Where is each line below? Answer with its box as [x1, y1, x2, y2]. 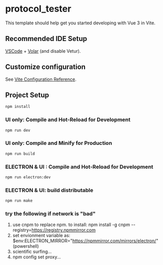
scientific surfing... [12, 249, 52, 255]
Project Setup [5, 91, 50, 99]
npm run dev [5, 128, 30, 133]
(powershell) [12, 243, 39, 249]
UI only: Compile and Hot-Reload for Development [5, 116, 131, 123]
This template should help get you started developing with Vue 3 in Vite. [5, 20, 156, 26]
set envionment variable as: [12, 233, 70, 239]
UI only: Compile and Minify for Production [5, 140, 112, 147]
